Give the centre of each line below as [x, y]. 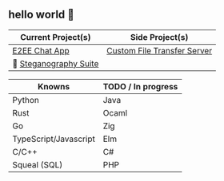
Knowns [54, 86]
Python [26, 100]
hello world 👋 [41, 15]
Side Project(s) [160, 37]
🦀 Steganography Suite [56, 63]
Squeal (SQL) [38, 164]
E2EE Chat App [41, 50]
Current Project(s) [55, 37]
